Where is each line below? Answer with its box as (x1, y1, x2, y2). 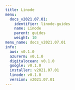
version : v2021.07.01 (9, 77, 55, 82)
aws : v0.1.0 (9, 49, 35, 54)
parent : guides (14, 30, 46, 35)
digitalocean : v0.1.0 (9, 58, 55, 63)
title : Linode (5, 7, 35, 12)
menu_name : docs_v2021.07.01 (5, 40, 66, 45)
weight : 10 (14, 35, 37, 40)
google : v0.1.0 (9, 63, 41, 68)
